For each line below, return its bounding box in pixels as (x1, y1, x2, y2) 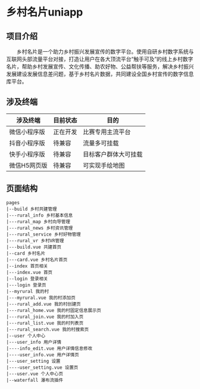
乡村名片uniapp (6, 5, 83, 19)
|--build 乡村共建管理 (6, 206, 57, 212)
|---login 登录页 (6, 282, 46, 288)
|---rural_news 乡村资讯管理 (6, 225, 73, 231)
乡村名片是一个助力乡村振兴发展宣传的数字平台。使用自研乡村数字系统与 (16, 48, 194, 55)
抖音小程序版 (9, 138, 46, 147)
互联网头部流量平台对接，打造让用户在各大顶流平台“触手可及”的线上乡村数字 (6, 55, 193, 63)
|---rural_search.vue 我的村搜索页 (6, 326, 89, 332)
